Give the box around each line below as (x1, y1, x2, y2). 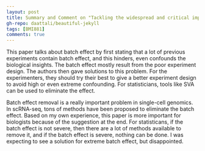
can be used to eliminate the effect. (6, 87, 96, 94)
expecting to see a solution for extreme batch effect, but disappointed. (6, 138, 184, 145)
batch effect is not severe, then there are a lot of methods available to (6, 125, 182, 132)
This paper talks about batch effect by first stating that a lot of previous (6, 48, 185, 55)
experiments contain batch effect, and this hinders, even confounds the (6, 55, 186, 62)
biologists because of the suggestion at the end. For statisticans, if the (6, 118, 184, 125)
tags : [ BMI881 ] (6, 26, 45, 32)
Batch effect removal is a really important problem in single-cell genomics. (6, 99, 193, 107)
